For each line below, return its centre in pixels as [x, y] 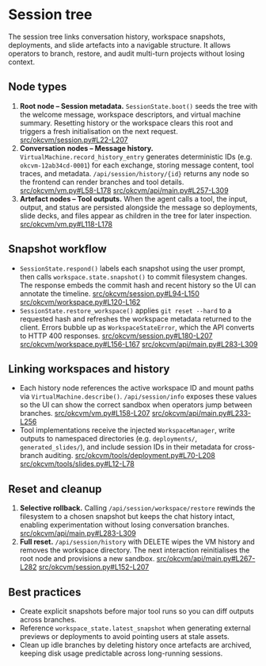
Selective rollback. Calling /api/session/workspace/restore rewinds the [137, 508]
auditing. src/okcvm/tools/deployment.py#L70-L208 [130, 456]
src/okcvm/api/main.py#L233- [201, 414]
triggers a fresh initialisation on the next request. [99, 131]
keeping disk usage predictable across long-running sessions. [121, 653]
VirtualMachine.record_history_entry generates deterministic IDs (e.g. [136, 156]
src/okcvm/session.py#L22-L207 [74, 140]
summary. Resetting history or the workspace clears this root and [126, 123]
